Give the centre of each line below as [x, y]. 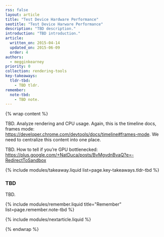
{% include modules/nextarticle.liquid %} [48, 219]
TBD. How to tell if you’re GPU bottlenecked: [52, 149]
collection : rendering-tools [36, 71]
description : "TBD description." [41, 29]
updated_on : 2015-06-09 [35, 48]
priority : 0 [18, 66]
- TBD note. [27, 99]
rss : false [17, 10]
